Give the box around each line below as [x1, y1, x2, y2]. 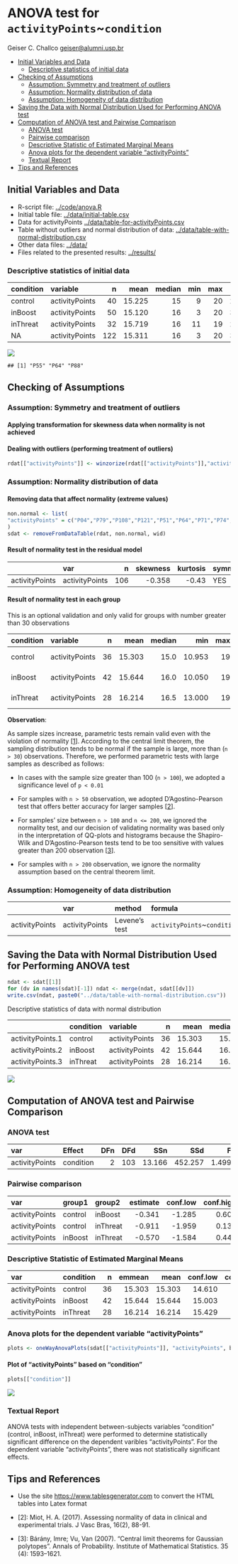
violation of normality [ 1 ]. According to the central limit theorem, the [7, 737, 205, 746]
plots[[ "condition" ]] [7, 1376, 72, 1383]
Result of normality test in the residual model [7, 545, 143, 554]
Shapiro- [197, 831, 223, 840]
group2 [94, 1197, 120, 1207]
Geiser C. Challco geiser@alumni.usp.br [7, 43, 124, 52]
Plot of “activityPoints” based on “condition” [7, 1360, 143, 1368]
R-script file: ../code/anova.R [17, 203, 102, 211]
